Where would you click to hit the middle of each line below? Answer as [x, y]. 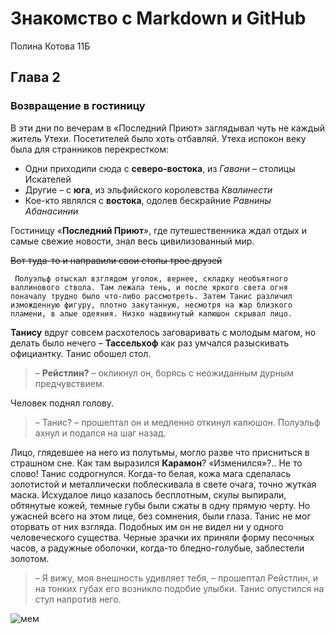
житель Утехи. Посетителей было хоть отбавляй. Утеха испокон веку [158, 138]
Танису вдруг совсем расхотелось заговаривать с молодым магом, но [163, 332]
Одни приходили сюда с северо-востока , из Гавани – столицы [160, 168]
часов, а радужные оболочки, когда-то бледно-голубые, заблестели [157, 548]
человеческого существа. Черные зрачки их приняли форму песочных [162, 537]
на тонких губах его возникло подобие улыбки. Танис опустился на [179, 588]
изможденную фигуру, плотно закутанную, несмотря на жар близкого [151, 305]
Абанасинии [51, 211]
